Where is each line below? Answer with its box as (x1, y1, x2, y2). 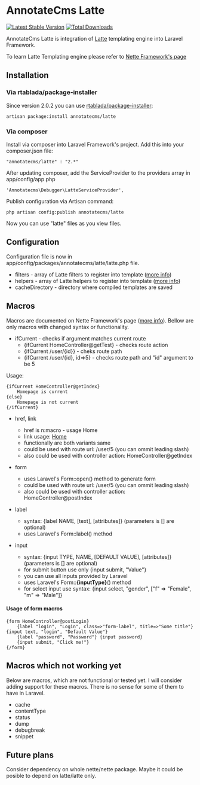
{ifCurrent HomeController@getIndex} (6, 384, 100, 390)
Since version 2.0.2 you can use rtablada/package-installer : (6, 102, 153, 109)
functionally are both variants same (23, 439, 111, 446)
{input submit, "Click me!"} (17, 639, 90, 645)
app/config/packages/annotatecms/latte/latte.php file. (6, 259, 140, 266)
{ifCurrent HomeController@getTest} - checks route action (23, 341, 168, 348)
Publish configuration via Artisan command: (6, 197, 114, 205)
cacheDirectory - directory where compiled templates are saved (14, 284, 173, 291)
